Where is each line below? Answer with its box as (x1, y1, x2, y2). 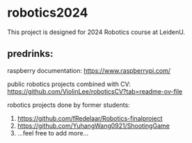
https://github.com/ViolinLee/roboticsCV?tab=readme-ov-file (7, 87, 183, 95)
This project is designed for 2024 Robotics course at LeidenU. (7, 28, 186, 36)
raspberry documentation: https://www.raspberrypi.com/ (7, 66, 170, 74)
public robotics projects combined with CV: (7, 80, 131, 88)
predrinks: (7, 48, 54, 60)
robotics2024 (7, 5, 88, 21)
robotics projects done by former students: (7, 101, 130, 109)
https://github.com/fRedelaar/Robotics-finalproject (17, 114, 163, 122)
